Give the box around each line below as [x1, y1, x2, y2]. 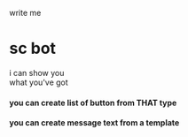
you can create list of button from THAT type [9, 97, 177, 108]
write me [9, 8, 42, 18]
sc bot [9, 39, 56, 58]
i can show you [9, 67, 65, 78]
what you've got [9, 77, 68, 88]
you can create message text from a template [9, 118, 180, 128]
